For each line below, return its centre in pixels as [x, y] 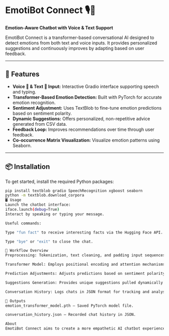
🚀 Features [22, 74]
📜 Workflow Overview [27, 251]
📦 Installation [28, 167]
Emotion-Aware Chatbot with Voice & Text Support [59, 28]
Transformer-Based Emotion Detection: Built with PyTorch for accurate [87, 97]
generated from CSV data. [39, 124]
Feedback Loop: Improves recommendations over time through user [83, 129]
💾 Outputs [16, 301]
